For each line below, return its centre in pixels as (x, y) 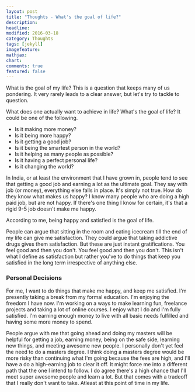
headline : (18, 28)
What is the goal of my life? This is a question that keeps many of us (88, 88)
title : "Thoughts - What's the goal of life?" (64, 17)
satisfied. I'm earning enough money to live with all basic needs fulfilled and (97, 315)
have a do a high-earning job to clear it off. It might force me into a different (97, 364)
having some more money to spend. (49, 322)
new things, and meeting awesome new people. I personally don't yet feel (95, 345)
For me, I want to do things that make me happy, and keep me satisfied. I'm (96, 291)
